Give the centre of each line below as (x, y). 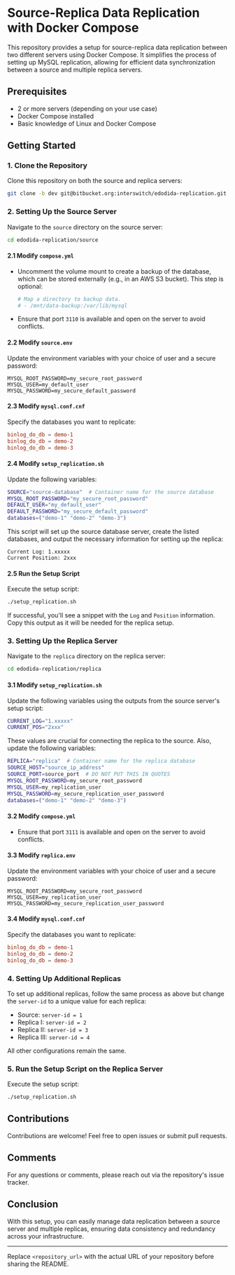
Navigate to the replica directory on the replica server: (86, 656)
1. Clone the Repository (47, 166)
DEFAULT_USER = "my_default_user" (54, 505)
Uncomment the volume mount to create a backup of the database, (114, 271)
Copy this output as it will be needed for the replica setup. (91, 623)
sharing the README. (38, 1264)
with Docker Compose (73, 28)
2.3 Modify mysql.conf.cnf (46, 406)
